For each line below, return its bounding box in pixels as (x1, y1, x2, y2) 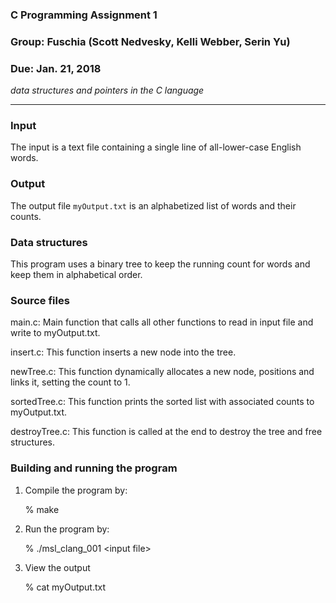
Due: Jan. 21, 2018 (10, 61, 102, 75)
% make (24, 503, 60, 515)
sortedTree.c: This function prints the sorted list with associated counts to (10, 396, 315, 408)
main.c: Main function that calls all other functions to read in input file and (10, 316, 314, 328)
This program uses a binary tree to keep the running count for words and (10, 258, 311, 270)
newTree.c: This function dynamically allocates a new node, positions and (10, 366, 315, 378)
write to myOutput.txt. (10, 327, 101, 339)
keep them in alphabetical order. (10, 269, 143, 281)
